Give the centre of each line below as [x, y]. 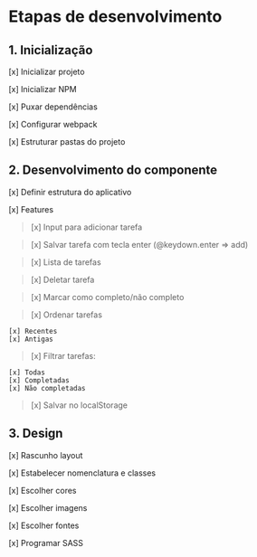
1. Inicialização [51, 50]
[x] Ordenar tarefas [67, 315]
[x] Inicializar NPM [43, 89]
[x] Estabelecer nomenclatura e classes [82, 473]
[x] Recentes [33, 331]
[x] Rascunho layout [46, 455]
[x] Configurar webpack [53, 124]
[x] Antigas [31, 339]
